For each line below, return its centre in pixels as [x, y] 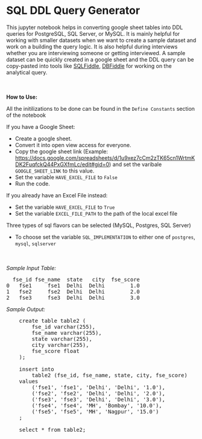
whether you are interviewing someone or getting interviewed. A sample [96, 53]
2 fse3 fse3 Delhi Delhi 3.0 [73, 298]
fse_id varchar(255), [64, 327]
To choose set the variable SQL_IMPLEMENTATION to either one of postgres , [105, 237]
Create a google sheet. [43, 138]
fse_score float [55, 351]
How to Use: [22, 97]
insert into [36, 369]
